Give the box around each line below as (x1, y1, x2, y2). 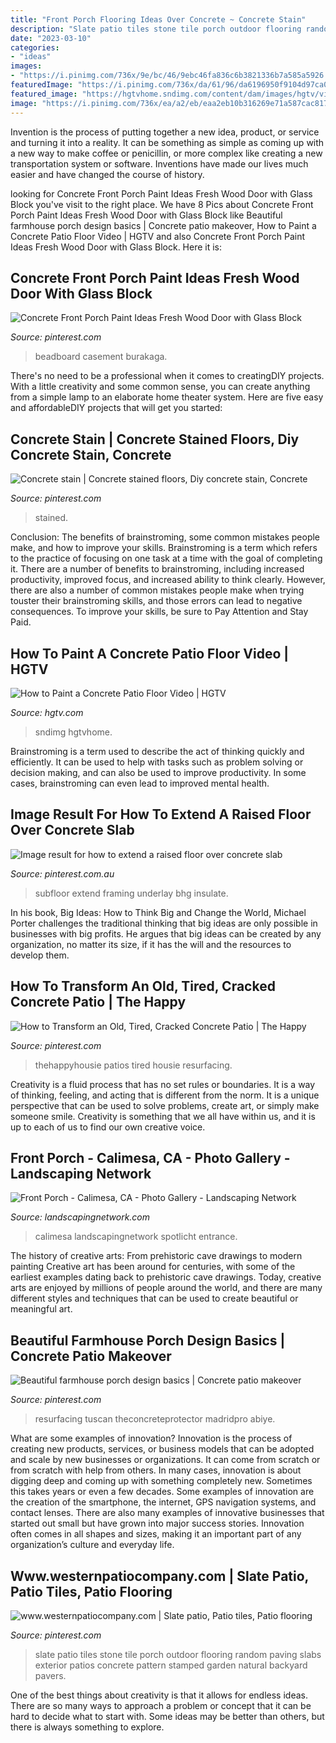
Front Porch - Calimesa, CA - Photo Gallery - (10, 1149, 291, 1166)
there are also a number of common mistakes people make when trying (10, 584, 305, 596)
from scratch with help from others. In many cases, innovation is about (10, 1464, 302, 1476)
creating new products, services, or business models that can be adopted (10, 1443, 315, 1455)
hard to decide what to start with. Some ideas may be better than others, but (10, 1711, 325, 1722)
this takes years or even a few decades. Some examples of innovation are (10, 1486, 315, 1498)
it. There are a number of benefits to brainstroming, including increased (10, 563, 305, 575)
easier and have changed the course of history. (10, 168, 205, 180)
